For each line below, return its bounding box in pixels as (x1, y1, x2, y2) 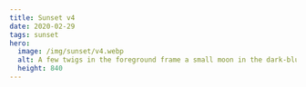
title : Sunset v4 (9, 13, 76, 23)
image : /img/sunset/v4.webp (17, 47, 125, 56)
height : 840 (17, 64, 64, 73)
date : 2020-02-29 (9, 22, 76, 31)
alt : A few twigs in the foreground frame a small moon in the (17, 55, 262, 64)
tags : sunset (9, 30, 59, 39)
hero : (9, 38, 30, 48)
